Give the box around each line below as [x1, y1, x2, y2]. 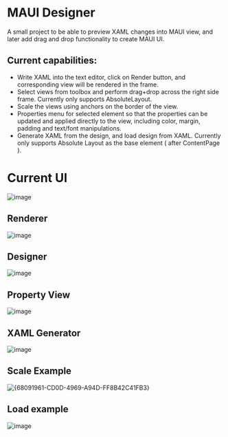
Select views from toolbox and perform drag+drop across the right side [16, 87, 220, 96]
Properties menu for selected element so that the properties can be [16, 109, 208, 117]
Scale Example [7, 366, 72, 377]
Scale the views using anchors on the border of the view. [16, 102, 179, 111]
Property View [7, 289, 71, 300]
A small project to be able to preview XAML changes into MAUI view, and [7, 27, 214, 36]
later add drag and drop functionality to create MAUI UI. [7, 34, 165, 43]
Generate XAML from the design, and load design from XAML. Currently [16, 131, 221, 139]
